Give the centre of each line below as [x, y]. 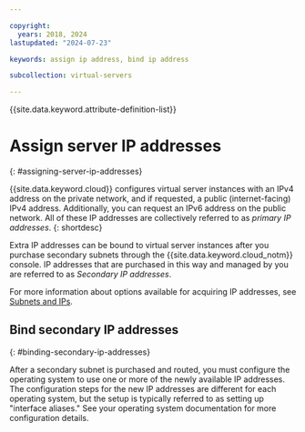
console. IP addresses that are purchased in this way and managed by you [149, 265]
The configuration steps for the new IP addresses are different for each [143, 388]
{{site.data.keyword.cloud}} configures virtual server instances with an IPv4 [152, 189]
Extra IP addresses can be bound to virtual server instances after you [139, 246]
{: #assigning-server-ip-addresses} [76, 171]
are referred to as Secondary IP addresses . [91, 275]
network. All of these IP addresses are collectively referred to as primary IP [150, 218]
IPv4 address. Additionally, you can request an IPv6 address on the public [148, 208]
